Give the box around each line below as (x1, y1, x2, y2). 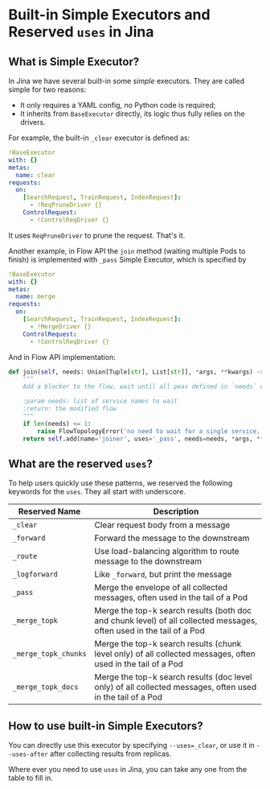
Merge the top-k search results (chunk (94, 638, 242, 650)
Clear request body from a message (94, 519, 231, 531)
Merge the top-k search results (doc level (94, 671, 252, 683)
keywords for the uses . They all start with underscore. (8, 487, 186, 497)
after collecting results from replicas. (49, 749, 172, 758)
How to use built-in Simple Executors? (8, 719, 203, 733)
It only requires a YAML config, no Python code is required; (19, 101, 216, 109)
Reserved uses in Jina (8, 23, 154, 41)
